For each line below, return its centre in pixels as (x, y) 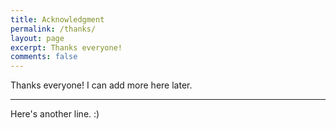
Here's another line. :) (55, 114)
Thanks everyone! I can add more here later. (101, 85)
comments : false (44, 57)
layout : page (37, 38)
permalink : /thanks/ (53, 29)
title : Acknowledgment (57, 19)
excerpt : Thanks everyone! (66, 47)
